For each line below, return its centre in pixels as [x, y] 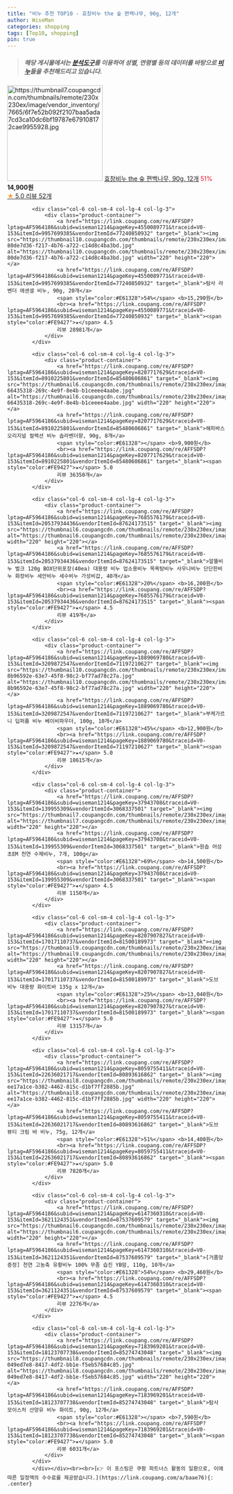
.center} [20, 1484]
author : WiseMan [31, 20]
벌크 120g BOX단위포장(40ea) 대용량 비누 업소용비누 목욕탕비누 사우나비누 [108, 569]
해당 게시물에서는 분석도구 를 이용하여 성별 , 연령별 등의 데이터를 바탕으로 [120, 63]
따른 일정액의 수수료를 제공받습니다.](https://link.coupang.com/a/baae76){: [110, 1478]
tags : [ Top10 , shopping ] [43, 33]
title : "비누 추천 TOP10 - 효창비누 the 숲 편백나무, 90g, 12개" [93, 14]
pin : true [21, 40]
